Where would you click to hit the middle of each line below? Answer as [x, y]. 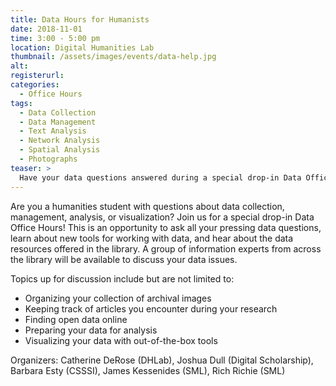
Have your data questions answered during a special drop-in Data [160, 177]
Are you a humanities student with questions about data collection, [147, 206]
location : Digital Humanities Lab [82, 47]
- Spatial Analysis [60, 150]
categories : [35, 85]
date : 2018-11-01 [46, 29]
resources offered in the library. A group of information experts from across [166, 248]
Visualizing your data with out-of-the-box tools [121, 340]
